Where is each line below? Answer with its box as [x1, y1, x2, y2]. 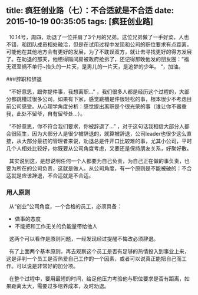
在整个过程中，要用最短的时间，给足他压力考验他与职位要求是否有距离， [8, 275, 184, 282]
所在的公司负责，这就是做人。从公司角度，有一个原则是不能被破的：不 [16, 165, 187, 172]
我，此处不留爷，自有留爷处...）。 [6, 110, 86, 117]
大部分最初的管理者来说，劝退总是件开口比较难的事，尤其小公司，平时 [21, 137, 192, 145]
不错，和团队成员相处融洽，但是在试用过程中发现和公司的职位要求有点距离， [6, 41, 192, 48]
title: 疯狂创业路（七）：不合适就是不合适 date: [6, 5, 174, 16]
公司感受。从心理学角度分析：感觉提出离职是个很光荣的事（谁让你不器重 [11, 103, 187, 110]
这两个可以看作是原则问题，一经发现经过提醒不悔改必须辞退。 [8, 235, 159, 242]
